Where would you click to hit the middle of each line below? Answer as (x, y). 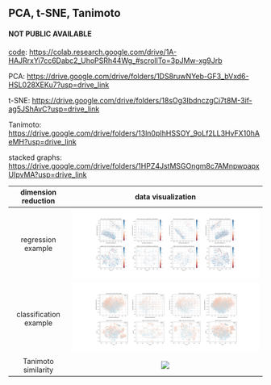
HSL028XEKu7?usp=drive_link (59, 85)
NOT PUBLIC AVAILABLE (50, 33)
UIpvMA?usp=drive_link (48, 174)
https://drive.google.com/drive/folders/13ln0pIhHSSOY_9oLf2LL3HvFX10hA (134, 133)
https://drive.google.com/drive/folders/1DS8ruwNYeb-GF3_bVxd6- (138, 76)
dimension (38, 192)
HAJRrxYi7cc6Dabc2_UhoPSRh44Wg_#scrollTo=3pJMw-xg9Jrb (116, 61)
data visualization (165, 196)
